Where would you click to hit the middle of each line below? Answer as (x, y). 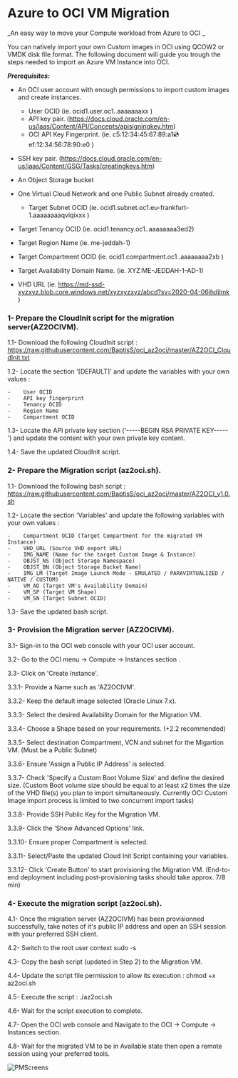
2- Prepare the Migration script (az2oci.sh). (84, 471)
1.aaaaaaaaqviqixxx (57, 215)
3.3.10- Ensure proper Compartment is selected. (78, 842)
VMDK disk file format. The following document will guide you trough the (114, 54)
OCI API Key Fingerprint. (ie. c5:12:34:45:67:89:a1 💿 (104, 134)
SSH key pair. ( (40, 158)
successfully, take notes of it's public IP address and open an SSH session (117, 927)
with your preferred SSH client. (53, 934)
